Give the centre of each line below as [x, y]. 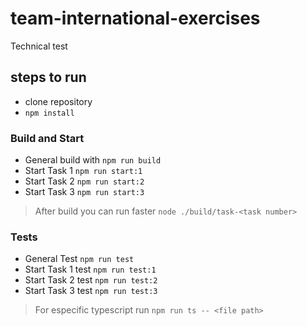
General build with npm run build [93, 160]
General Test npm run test [79, 259]
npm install [49, 113]
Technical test [39, 46]
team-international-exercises [135, 18]
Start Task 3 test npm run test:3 [91, 291]
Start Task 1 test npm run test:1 [90, 269]
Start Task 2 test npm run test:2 [91, 280]
